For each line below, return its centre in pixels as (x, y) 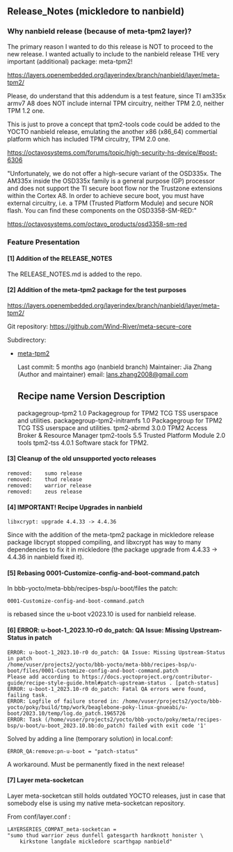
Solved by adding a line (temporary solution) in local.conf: (90, 738)
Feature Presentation (43, 242)
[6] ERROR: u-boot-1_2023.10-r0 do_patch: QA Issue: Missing (98, 630)
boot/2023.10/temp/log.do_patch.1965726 (67, 713)
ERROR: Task (24, 720)
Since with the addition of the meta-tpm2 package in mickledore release (111, 535)
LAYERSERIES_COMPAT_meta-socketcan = (62, 829)
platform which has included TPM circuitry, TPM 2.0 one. (89, 139)
